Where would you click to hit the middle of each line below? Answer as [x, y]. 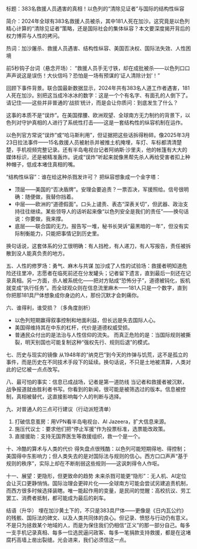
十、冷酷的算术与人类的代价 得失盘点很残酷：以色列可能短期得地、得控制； [97, 449]
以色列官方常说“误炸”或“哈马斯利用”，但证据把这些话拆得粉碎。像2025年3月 [98, 135]
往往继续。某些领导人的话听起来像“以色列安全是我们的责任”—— [97, 211]
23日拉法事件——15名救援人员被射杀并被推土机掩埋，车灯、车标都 [86, 142]
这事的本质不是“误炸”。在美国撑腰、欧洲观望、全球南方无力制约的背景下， [96, 115]
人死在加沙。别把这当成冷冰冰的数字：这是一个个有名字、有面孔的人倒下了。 [98, 95]
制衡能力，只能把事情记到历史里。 [61, 233]
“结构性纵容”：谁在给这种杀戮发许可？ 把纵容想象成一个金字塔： [84, 177]
